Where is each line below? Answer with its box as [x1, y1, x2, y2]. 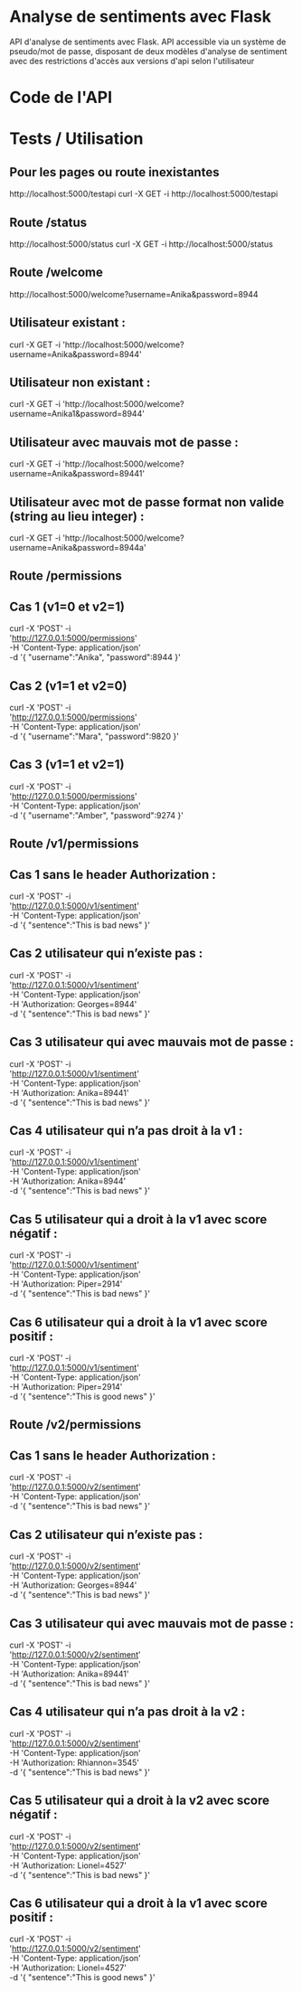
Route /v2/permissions [9, 1417, 142, 1432]
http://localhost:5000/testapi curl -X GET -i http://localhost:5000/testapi [9, 188, 278, 200]
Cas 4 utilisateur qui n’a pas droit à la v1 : [9, 1123, 243, 1138]
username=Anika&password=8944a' [9, 543, 146, 552]
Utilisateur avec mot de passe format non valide [9, 495, 285, 510]
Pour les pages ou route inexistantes [9, 165, 220, 180]
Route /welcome [9, 265, 104, 280]
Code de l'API [9, 88, 113, 108]
